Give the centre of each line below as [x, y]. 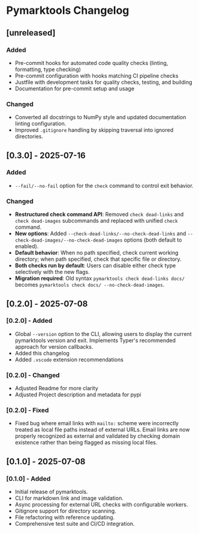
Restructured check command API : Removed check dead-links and [99, 214]
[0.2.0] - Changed [33, 375]
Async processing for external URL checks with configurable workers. [101, 505]
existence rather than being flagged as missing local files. [86, 443]
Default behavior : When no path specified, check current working [97, 253]
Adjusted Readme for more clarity [57, 388]
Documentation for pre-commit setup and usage [75, 89]
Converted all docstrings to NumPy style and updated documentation [100, 117]
